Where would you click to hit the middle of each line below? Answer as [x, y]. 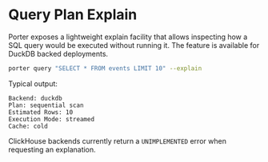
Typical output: [33, 83]
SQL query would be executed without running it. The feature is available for [134, 45]
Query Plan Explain [73, 15]
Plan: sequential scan [46, 105]
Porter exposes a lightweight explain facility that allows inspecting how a [128, 37]
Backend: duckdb [35, 98]
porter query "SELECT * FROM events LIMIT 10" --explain [105, 68]
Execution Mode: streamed [51, 119]
